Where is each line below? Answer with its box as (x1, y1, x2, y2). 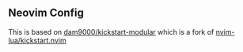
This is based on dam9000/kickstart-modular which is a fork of (8, 27, 215, 36)
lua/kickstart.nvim (8, 35, 66, 45)
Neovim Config (8, 6, 85, 20)
